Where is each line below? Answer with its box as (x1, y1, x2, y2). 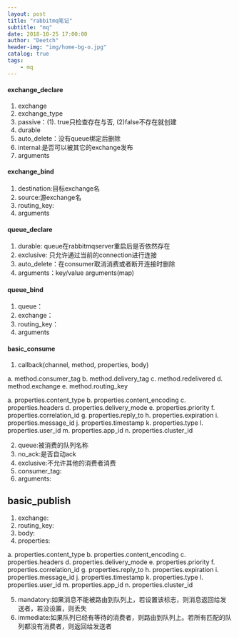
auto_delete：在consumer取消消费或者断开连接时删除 (17, 260, 176, 269)
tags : (7, 57, 24, 64)
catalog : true (7, 51, 50, 58)
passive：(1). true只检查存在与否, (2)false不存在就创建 (17, 117, 177, 126)
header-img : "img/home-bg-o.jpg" (7, 44, 107, 51)
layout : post (7, 10, 46, 18)
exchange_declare (7, 86, 63, 94)
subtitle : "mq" (7, 24, 53, 31)
